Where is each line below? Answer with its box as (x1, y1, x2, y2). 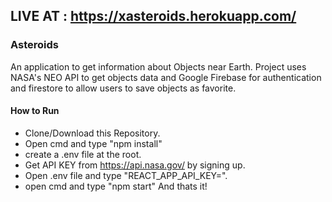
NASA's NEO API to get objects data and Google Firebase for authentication (10, 71, 322, 83)
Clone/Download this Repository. (24, 127, 161, 139)
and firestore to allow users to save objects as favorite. (10, 82, 237, 94)
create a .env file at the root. (24, 148, 142, 160)
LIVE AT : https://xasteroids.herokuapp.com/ (10, 8, 297, 25)
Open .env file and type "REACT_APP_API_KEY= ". (24, 169, 228, 181)
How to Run (10, 105, 60, 117)
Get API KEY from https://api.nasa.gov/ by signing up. (24, 159, 246, 171)
